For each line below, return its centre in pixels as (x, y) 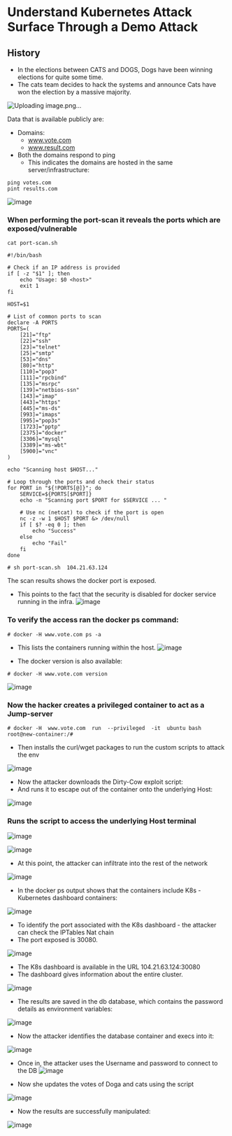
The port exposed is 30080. (57, 940)
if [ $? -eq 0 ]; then (53, 525)
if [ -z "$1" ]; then (39, 274)
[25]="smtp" (37, 353)
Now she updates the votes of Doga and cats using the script (106, 1084)
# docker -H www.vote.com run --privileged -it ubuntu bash (104, 728)
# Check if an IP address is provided (64, 268)
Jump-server (30, 713)
